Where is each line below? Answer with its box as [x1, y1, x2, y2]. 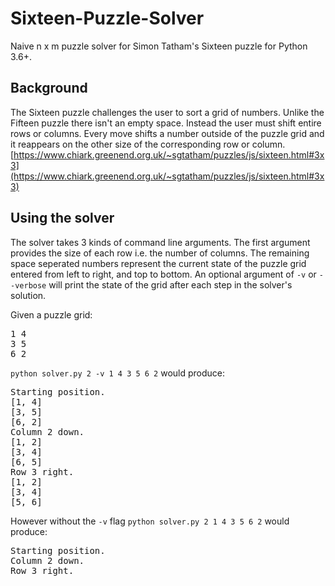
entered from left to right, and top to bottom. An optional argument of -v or [10, 268, 317, 280]
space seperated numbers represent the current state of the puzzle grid [10, 257, 307, 269]
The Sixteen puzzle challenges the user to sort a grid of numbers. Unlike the [10, 106, 325, 118]
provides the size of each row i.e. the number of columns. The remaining [10, 247, 310, 259]
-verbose [10, 280, 47, 291]
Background [10, 80, 88, 97]
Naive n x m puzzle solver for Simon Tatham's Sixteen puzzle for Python [10, 40, 308, 52]
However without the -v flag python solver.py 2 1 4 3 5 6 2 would [10, 515, 290, 527]
